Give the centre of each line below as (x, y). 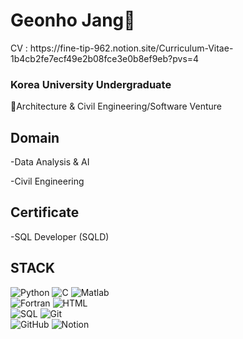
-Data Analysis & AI (50, 162)
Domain (35, 137)
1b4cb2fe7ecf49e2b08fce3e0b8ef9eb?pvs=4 (105, 58)
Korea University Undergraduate (91, 84)
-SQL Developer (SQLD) (60, 236)
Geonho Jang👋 (73, 20)
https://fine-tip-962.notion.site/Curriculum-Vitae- (131, 48)
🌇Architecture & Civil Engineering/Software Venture (116, 106)
